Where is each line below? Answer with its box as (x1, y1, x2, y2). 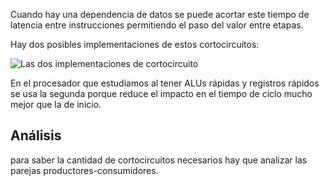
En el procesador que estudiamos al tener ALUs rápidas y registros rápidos (10, 77, 320, 89)
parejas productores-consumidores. (10, 164, 159, 176)
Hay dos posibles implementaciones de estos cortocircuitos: (10, 39, 260, 50)
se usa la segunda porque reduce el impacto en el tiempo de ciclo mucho (10, 88, 313, 99)
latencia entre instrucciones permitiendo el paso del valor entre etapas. (10, 19, 304, 31)
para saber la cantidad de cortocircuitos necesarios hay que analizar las (10, 154, 308, 166)
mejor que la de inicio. (10, 99, 102, 110)
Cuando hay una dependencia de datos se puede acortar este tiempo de (10, 9, 310, 20)
